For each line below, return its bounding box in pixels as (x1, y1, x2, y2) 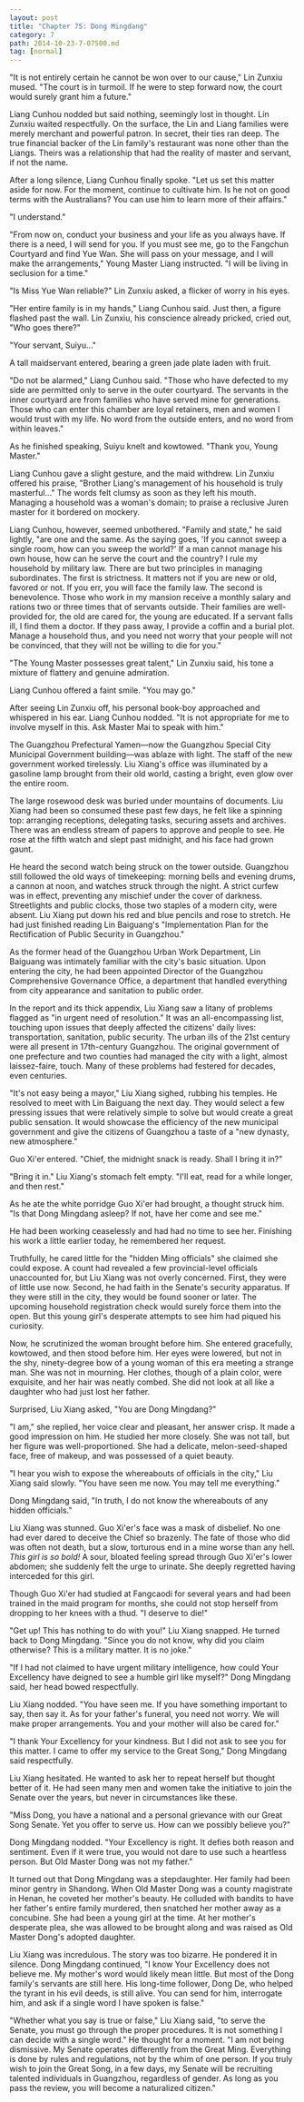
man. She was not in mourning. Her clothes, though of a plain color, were (9, 1367, 283, 1378)
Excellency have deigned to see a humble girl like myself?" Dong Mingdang (9, 1672, 291, 1683)
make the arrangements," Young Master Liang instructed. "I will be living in (9, 258, 289, 269)
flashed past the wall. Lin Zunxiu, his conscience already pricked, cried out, (9, 312, 292, 323)
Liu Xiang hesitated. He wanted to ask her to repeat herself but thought (9, 1772, 275, 1784)
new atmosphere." (9, 1136, 78, 1147)
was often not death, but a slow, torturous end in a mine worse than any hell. (9, 1542, 295, 1553)
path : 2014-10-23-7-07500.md (9, 38, 120, 48)
